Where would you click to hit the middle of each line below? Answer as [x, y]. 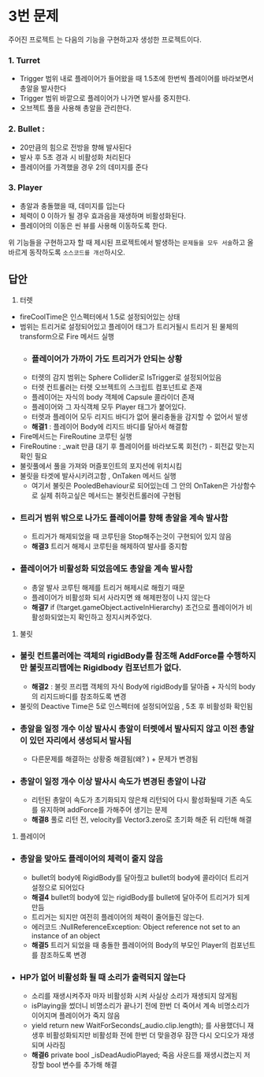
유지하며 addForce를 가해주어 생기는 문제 [104, 810]
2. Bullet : [27, 129]
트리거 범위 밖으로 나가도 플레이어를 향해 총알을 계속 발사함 [124, 518]
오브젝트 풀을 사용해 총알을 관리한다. [75, 108]
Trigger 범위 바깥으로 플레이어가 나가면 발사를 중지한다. [105, 98]
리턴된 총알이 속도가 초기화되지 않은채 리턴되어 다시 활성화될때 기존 [134, 800]
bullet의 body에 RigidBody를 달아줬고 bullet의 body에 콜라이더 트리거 [140, 877]
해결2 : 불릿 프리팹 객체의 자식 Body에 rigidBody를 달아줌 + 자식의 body [143, 686]
